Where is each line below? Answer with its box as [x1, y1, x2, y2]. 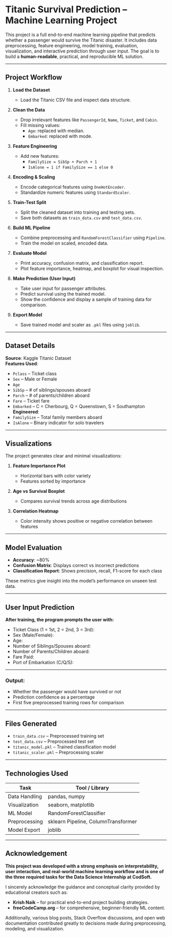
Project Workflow [5, 73, 62, 82]
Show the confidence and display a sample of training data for [20, 296, 152, 302]
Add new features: [20, 153, 60, 159]
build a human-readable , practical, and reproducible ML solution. [5, 53, 144, 60]
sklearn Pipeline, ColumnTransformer [48, 818, 137, 825]
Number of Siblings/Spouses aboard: [12, 643, 91, 649]
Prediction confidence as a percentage [12, 694, 95, 700]
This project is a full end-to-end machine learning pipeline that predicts [5, 31, 156, 38]
